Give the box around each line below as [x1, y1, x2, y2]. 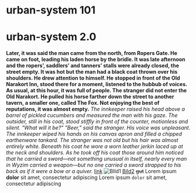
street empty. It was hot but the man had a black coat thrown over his [6, 68, 178, 75]
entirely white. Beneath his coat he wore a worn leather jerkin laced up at [6, 143, 183, 150]
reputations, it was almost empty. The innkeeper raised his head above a [6, 106, 185, 113]
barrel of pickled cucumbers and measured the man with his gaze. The [6, 112, 178, 119]
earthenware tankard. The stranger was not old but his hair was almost [6, 137, 178, 144]
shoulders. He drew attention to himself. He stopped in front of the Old [6, 74, 180, 82]
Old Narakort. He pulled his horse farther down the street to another [6, 93, 174, 100]
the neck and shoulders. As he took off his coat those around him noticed [6, 149, 184, 156]
